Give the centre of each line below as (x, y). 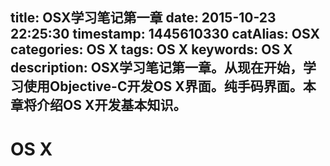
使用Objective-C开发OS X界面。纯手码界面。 (163, 86)
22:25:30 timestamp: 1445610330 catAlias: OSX (165, 34)
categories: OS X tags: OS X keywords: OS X (151, 49)
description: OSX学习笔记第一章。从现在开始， (156, 68)
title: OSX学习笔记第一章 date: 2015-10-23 (143, 18)
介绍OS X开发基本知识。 (111, 105)
